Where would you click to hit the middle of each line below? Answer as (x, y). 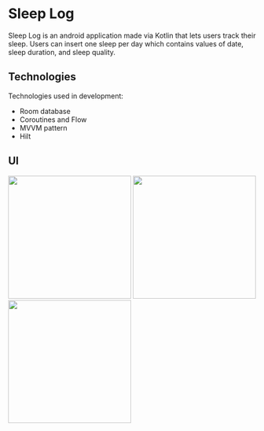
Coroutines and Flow (53, 120)
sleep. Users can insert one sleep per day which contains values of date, (126, 43)
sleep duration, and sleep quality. (62, 52)
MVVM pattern (44, 127)
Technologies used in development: (66, 96)
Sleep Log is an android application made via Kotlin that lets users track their (132, 35)
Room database (45, 111)
